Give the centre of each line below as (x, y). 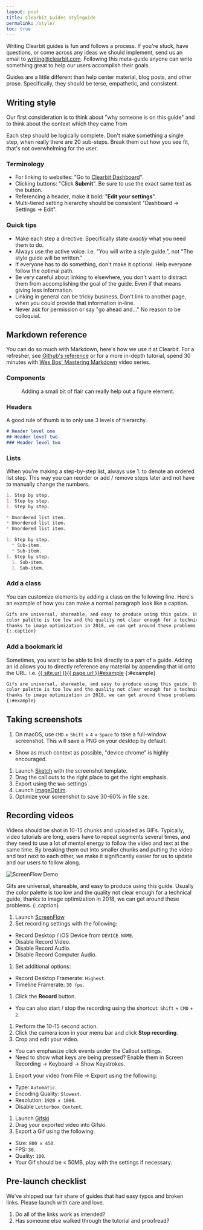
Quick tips (22, 225)
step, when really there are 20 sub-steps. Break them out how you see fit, (98, 142)
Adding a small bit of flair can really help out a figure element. (98, 391)
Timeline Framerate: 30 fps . (50, 984)
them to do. (29, 245)
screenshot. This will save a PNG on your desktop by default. (91, 741)
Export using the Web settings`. (53, 784)
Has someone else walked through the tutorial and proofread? (92, 1220)
